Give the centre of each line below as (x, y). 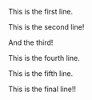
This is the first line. (41, 12)
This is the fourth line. (44, 58)
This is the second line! (46, 27)
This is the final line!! (42, 89)
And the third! (31, 42)
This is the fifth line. (41, 74)
